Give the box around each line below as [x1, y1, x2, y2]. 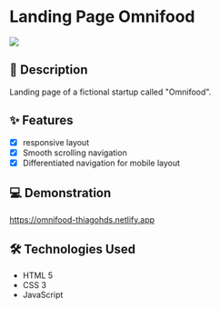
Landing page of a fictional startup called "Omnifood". [9, 86, 212, 97]
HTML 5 [22, 270, 54, 281]
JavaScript [22, 289, 64, 301]
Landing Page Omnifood [9, 6, 195, 27]
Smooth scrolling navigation [22, 147, 127, 158]
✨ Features [9, 113, 74, 128]
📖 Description [9, 62, 88, 78]
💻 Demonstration [9, 185, 112, 201]
